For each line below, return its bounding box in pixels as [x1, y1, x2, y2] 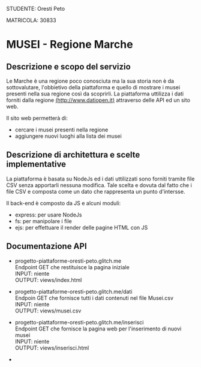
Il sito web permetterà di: [6, 115, 68, 122]
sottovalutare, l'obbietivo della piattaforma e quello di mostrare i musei [6, 84, 181, 91]
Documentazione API [6, 241, 87, 251]
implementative [6, 159, 67, 170]
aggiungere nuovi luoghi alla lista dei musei [14, 133, 122, 140]
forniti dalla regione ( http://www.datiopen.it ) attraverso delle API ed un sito [6, 97, 191, 104]
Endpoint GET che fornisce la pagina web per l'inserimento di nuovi [14, 325, 182, 332]
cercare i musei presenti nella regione [14, 126, 109, 133]
